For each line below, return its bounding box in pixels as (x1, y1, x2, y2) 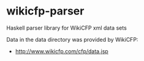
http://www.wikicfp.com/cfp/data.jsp (15, 47, 108, 55)
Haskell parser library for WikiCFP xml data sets (6, 24, 127, 31)
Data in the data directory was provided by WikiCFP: (6, 36, 138, 43)
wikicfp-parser (6, 4, 85, 18)
